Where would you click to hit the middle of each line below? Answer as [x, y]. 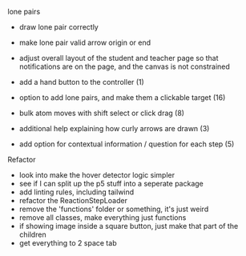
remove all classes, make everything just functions [103, 218]
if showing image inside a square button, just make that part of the [129, 226]
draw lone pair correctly [59, 27]
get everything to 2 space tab [68, 243]
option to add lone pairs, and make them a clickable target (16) [122, 98]
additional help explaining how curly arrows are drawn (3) [114, 128]
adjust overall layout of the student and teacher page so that [119, 58]
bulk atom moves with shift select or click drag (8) [102, 113]
